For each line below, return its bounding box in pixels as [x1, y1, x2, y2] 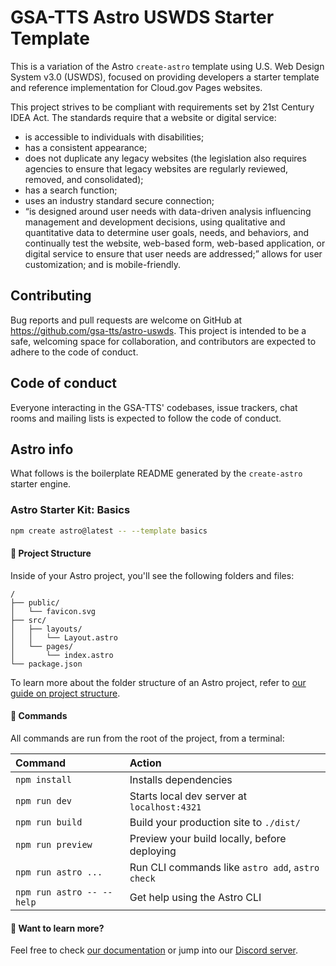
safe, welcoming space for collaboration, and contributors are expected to [10, 335, 317, 347]
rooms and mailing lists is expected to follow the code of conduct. [10, 412, 282, 424]
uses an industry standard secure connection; [24, 194, 215, 206]
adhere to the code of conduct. [10, 346, 139, 358]
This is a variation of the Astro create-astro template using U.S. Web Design [10, 60, 325, 72]
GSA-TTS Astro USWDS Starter [10, 6, 275, 29]
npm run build [15, 816, 83, 828]
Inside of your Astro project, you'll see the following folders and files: [10, 569, 295, 581]
